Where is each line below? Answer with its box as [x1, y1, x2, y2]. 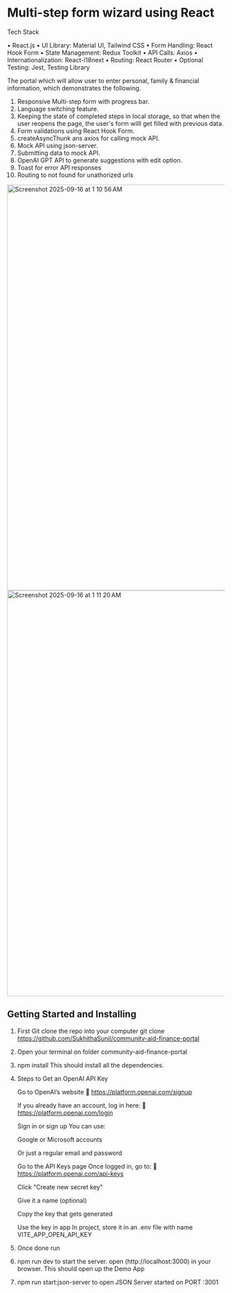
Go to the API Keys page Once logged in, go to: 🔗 [17, 1162, 157, 1170]
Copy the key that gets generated [17, 1209, 113, 1218]
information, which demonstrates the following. [7, 84, 142, 92]
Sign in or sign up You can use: [17, 1122, 106, 1130]
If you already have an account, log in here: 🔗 [17, 1101, 146, 1109]
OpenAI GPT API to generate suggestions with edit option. [17, 156, 183, 164]
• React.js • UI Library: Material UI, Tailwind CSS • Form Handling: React [7, 41, 213, 49]
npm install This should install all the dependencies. [17, 1061, 164, 1069]
